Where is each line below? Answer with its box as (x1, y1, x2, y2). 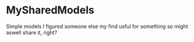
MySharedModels (6, 3, 95, 17)
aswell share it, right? (6, 29, 57, 36)
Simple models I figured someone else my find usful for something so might (6, 23, 188, 30)
